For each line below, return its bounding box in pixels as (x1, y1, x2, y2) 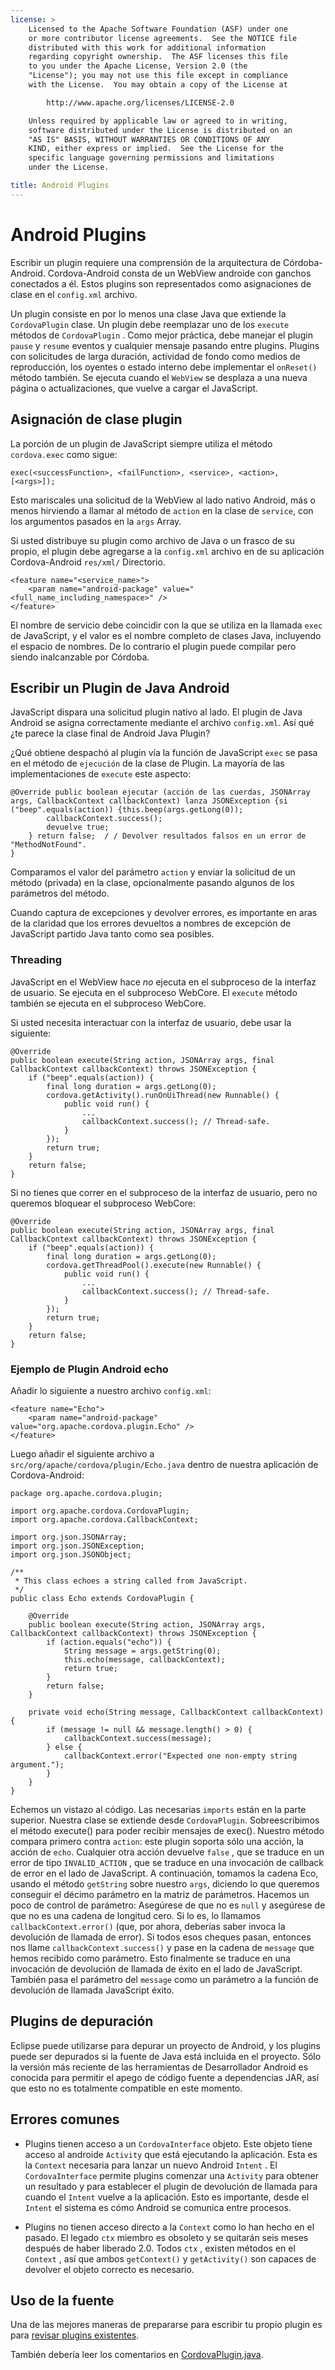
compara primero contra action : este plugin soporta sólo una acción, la (10, 1835, 304, 1847)
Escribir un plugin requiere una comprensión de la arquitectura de (10, 256, 282, 268)
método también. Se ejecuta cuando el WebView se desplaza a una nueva (10, 371, 308, 383)
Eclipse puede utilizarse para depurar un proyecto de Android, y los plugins (10, 2039, 321, 2051)
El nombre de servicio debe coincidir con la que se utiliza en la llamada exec (10, 619, 323, 631)
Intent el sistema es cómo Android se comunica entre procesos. (24, 2201, 292, 2213)
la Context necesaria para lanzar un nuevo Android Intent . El (24, 2159, 278, 2171)
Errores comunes (10, 2111, 120, 2128)
